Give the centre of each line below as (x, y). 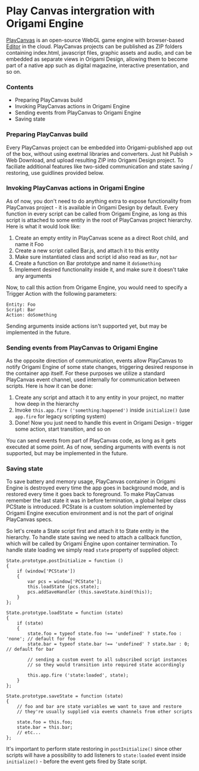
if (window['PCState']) (46, 571)
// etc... (29, 733)
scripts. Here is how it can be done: (50, 386)
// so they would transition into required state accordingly (106, 665)
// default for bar (30, 650)
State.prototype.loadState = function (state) (65, 613)
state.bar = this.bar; (45, 728)
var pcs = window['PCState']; (65, 582)
